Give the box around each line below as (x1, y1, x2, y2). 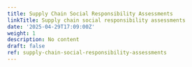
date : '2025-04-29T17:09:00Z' (7, 23, 96, 30)
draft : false (7, 43, 45, 50)
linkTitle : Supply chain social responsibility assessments (7, 17, 186, 24)
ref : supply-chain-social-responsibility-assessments (7, 50, 168, 57)
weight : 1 (7, 29, 36, 37)
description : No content (7, 36, 80, 43)
